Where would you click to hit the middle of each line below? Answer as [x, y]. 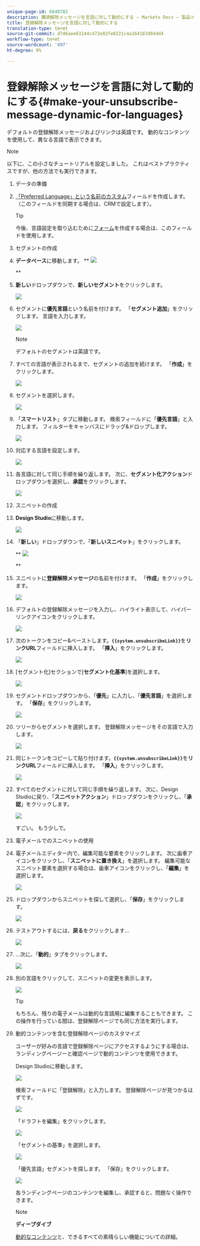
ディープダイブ [33, 1224]
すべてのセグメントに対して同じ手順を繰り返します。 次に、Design [97, 789]
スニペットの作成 [36, 505]
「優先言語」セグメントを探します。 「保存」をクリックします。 [93, 1169]
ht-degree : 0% [24, 51]
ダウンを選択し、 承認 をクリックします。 [80, 481]
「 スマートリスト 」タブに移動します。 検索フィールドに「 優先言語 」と [101, 419]
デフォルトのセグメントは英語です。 [59, 351]
